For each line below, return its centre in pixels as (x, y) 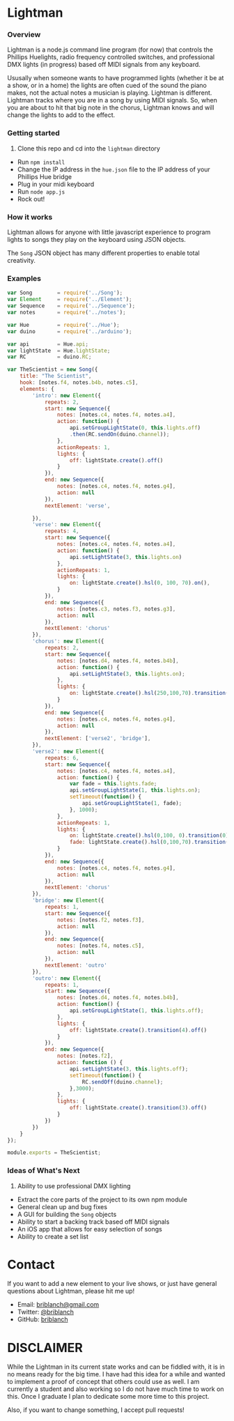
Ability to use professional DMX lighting (74, 1185)
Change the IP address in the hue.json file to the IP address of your (114, 169)
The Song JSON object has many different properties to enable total (103, 253)
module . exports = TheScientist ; (54, 1153)
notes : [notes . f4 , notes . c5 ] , (101, 946)
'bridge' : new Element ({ (68, 900)
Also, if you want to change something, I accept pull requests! (96, 1410)
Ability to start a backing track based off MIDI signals (93, 1222)
